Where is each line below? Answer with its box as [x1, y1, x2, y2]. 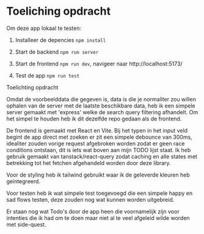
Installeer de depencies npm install [15, 36, 106, 43]
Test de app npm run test [15, 71, 80, 79]
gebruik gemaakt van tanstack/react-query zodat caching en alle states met [6, 153, 197, 160]
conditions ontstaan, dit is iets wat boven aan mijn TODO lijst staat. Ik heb [6, 146, 191, 153]
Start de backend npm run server [15, 48, 99, 56]
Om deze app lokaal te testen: [6, 24, 81, 32]
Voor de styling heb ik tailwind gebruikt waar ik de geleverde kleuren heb [6, 171, 191, 178]
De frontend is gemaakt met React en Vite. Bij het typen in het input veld [6, 126, 188, 134]
